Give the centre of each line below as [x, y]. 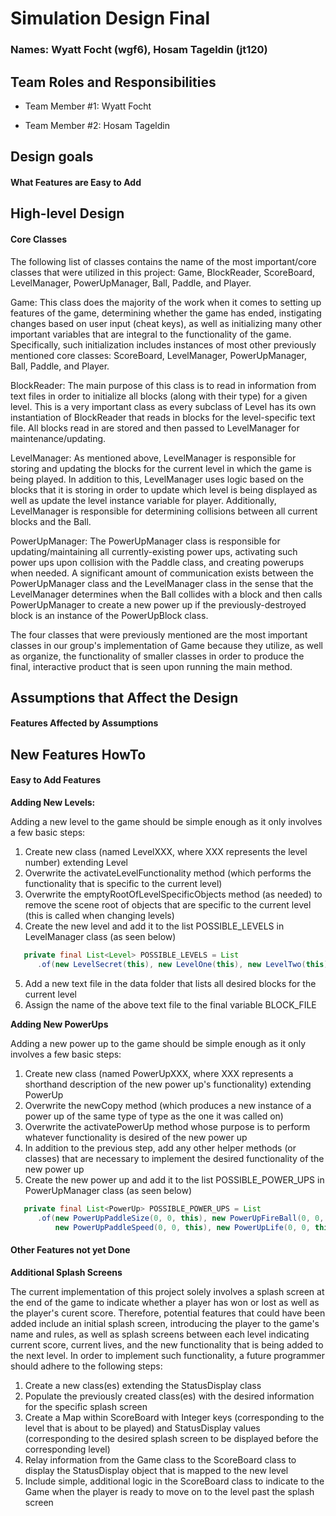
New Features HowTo [78, 754]
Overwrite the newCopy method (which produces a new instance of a [168, 1105]
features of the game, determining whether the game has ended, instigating [166, 313]
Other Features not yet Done [70, 1250]
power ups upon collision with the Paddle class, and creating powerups [157, 562]
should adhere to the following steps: [86, 1366]
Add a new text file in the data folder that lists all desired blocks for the [170, 983]
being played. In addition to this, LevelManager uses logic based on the [157, 479]
